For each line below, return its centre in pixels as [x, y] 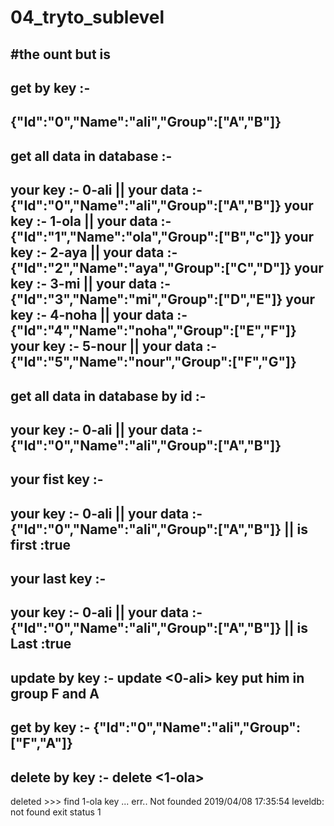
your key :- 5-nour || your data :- [113, 346]
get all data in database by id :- [108, 396]
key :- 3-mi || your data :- [91, 284]
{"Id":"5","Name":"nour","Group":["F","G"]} [153, 362]
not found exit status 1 [56, 812]
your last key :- [58, 579]
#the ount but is [61, 54]
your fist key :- [57, 479]
